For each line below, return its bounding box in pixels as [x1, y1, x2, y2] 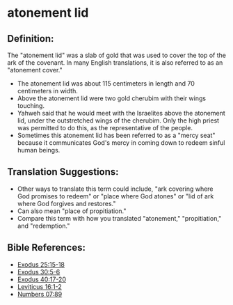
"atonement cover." [7, 66, 63, 74]
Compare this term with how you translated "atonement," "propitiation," [17, 214, 222, 222]
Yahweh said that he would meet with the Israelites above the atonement [17, 109, 226, 117]
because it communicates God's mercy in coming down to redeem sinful [17, 139, 225, 147]
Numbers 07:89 [17, 290, 63, 298]
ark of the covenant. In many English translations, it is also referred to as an [7, 58, 223, 67]
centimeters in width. [17, 87, 78, 95]
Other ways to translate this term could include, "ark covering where [17, 185, 214, 193]
